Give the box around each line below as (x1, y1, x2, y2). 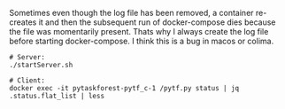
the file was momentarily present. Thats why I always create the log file (9, 27, 269, 36)
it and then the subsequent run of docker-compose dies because (38, 17, 276, 27)
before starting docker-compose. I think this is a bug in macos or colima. (9, 35, 274, 46)
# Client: (9, 76, 46, 85)
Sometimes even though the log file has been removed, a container (9, 8, 254, 18)
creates (9, 17, 37, 27)
